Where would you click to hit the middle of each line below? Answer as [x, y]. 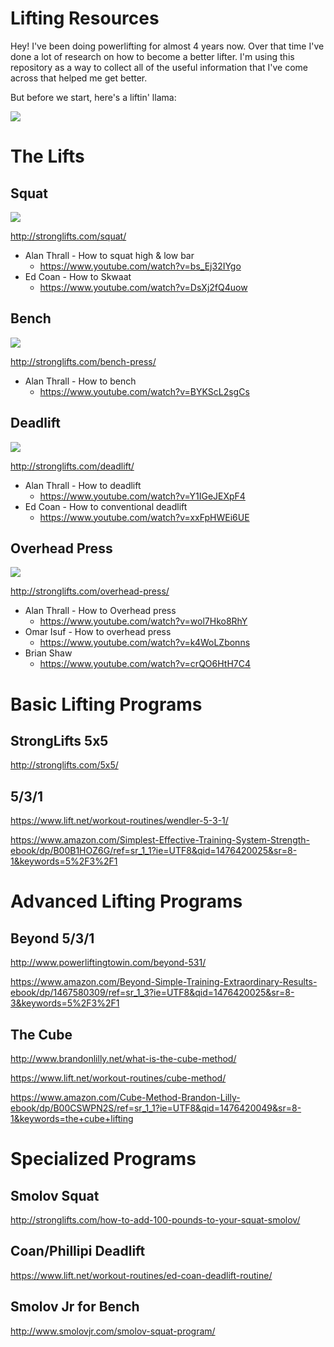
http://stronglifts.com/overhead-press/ [90, 591]
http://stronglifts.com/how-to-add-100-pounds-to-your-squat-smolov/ [155, 1220]
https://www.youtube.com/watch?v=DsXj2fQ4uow [143, 287]
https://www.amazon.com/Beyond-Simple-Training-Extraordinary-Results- [164, 982]
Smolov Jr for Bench [75, 1307]
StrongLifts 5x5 [59, 740]
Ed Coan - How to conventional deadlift [106, 506]
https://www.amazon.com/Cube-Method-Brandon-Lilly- [125, 1097]
